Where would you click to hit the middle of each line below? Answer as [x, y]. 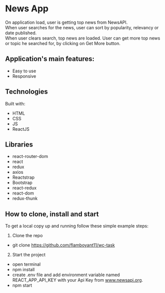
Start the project [29, 255]
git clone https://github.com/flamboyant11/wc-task [63, 245]
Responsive [24, 76]
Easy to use [24, 71]
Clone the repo [27, 236]
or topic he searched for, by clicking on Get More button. [63, 43]
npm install [23, 270]
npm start [22, 286]
